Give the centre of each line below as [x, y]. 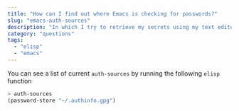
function [20, 81]
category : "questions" [41, 34]
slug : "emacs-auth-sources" [49, 21]
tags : [15, 40]
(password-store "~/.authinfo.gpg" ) [62, 100]
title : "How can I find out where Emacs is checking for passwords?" [113, 14]
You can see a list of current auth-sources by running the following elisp [114, 73]
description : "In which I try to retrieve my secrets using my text [111, 27]
